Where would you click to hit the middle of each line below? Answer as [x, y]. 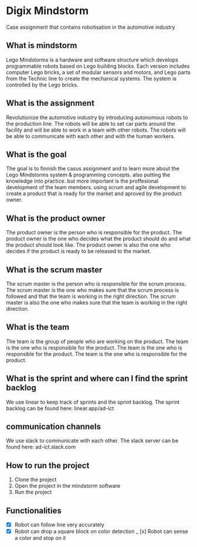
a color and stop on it [40, 538]
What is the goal [36, 154]
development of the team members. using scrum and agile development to [96, 187]
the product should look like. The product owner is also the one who [89, 245]
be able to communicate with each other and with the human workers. [91, 136]
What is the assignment [50, 103]
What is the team [38, 327]
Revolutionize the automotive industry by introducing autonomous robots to [97, 117]
